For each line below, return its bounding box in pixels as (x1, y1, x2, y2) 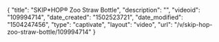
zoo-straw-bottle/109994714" (7, 28, 92, 36)
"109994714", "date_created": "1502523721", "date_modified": (7, 13, 184, 21)
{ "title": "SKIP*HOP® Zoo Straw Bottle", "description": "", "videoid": (7, 6, 201, 14)
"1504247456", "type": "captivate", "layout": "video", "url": (7, 21, 173, 28)
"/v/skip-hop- (174, 21, 213, 28)
